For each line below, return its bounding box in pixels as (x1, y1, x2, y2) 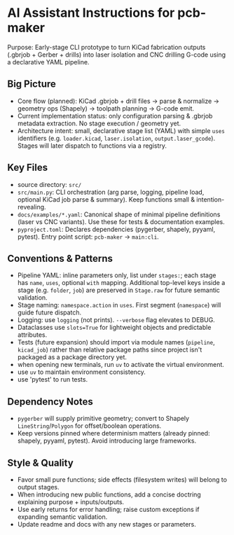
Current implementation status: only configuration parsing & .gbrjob (17, 111, 213, 120)
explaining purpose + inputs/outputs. (17, 498, 125, 506)
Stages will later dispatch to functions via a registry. (17, 141, 167, 150)
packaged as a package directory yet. (17, 353, 128, 361)
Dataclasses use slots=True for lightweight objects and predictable (17, 324, 212, 332)
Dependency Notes (7, 396, 93, 408)
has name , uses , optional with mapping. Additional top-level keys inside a (17, 279, 226, 287)
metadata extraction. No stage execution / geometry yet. (17, 119, 181, 127)
